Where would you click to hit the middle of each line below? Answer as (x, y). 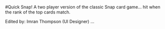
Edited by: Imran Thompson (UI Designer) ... (50, 22)
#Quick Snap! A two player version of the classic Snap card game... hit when (83, 7)
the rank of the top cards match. (38, 12)
